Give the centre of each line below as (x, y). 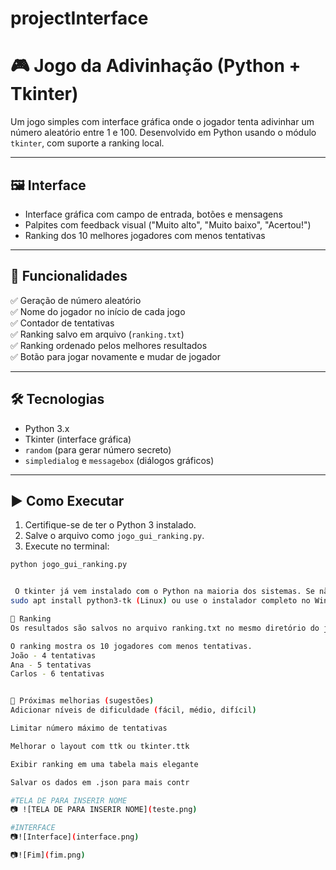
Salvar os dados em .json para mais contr (100, 782)
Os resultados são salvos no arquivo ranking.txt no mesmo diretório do (165, 628)
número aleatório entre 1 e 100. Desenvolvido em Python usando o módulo (163, 133)
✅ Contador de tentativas (62, 323)
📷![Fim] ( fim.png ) (48, 855)
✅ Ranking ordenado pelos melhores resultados (109, 345)
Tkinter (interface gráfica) (78, 439)
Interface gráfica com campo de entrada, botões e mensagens (153, 214)
